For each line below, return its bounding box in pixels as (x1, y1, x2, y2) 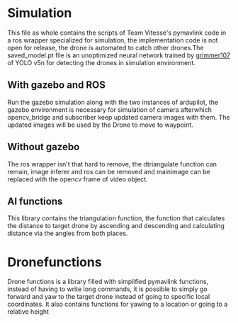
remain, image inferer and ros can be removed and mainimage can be (7, 167, 210, 176)
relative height (7, 307, 50, 316)
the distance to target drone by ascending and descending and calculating (7, 222, 225, 230)
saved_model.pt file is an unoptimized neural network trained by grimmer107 (7, 51, 231, 59)
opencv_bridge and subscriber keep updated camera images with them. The (7, 113, 230, 121)
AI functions (7, 195, 63, 207)
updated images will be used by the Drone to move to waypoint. (7, 120, 193, 129)
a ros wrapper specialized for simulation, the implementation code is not (7, 35, 218, 44)
